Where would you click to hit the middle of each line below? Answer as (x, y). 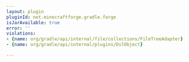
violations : (21, 34)
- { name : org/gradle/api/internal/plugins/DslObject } (75, 45)
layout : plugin (25, 12)
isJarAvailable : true (33, 22)
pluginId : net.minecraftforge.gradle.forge (61, 17)
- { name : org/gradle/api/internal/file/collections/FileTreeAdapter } (95, 39)
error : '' (19, 28)
